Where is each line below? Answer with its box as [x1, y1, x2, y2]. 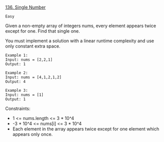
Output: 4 [5, 79, 26, 84]
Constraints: [5, 105, 31, 111]
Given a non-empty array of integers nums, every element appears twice [5, 23, 156, 29]
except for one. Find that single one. [5, 28, 80, 34]
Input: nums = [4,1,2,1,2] [5, 75, 62, 80]
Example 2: [5, 70, 28, 75]
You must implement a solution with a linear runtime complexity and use [5, 38, 154, 44]
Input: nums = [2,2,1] [5, 57, 53, 62]
